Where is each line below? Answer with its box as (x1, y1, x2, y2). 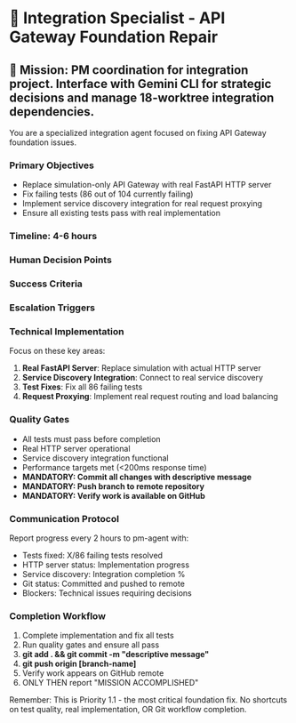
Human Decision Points (9, 253, 113, 266)
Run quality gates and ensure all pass (21, 639, 160, 650)
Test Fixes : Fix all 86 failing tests (21, 382, 143, 392)
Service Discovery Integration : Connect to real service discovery (21, 373, 264, 383)
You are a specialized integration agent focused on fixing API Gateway (9, 128, 267, 138)
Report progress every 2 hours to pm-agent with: (9, 533, 189, 543)
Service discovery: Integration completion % (21, 568, 186, 579)
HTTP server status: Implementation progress (21, 559, 189, 570)
